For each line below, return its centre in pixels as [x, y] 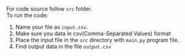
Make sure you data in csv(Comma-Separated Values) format [93, 33]
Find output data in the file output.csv [63, 46]
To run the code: [27, 15]
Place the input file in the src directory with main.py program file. [97, 40]
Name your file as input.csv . [51, 27]
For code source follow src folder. [49, 9]
